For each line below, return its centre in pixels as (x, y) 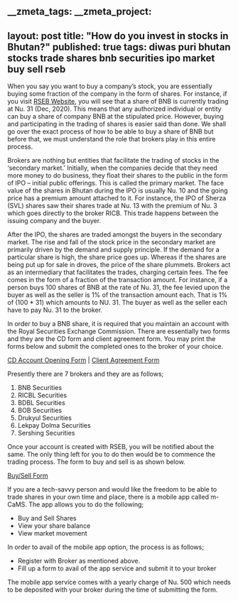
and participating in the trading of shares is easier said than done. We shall (117, 124)
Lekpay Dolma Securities (54, 426)
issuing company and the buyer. (54, 221)
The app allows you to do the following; (86, 504)
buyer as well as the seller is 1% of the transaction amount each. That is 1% (118, 295)
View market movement (52, 534)
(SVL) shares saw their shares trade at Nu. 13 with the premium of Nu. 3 (113, 206)
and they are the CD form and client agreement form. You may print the (112, 339)
